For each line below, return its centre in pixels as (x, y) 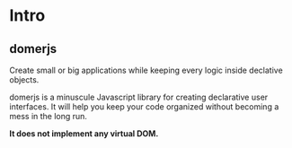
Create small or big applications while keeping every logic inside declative (146, 70)
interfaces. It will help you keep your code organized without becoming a (144, 107)
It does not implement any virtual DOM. (84, 134)
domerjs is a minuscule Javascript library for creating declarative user (139, 97)
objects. (24, 80)
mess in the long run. (49, 116)
